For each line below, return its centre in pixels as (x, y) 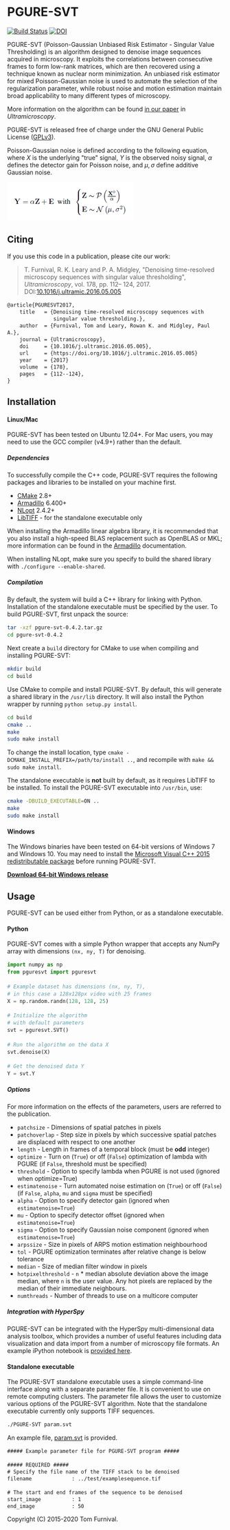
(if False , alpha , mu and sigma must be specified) (85, 1193)
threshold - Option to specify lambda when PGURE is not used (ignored (118, 1171)
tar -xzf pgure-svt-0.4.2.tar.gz (55, 628)
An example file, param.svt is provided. (62, 1438)
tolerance (31, 1259)
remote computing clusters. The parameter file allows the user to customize (114, 1396)
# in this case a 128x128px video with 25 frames (80, 994)
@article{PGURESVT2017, (41, 305)
